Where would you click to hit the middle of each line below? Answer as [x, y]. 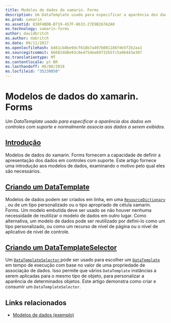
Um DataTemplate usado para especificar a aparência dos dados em [78, 121]
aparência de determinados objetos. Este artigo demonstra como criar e [81, 281]
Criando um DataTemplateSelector [61, 248]
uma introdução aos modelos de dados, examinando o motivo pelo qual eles [85, 166]
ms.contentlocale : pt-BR [32, 62]
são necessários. [23, 171]
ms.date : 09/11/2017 [27, 43]
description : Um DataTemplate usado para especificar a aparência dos [82, 15]
